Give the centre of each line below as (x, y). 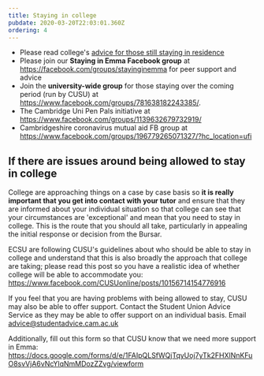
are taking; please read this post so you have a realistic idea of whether (124, 266)
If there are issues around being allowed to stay (127, 161)
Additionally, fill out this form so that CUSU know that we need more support (132, 339)
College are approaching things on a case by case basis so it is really (121, 192)
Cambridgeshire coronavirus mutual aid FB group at (103, 128)
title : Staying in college (52, 15)
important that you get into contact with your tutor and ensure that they (127, 201)
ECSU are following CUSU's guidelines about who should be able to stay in (130, 250)
